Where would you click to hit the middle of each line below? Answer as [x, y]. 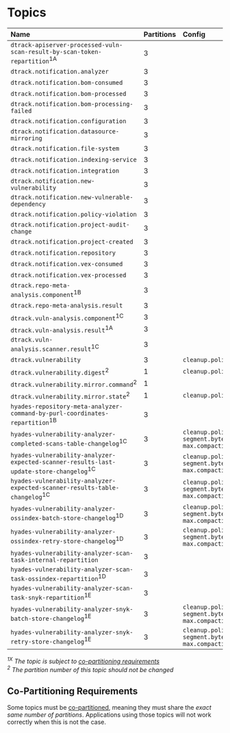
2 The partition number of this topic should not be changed [90, 669]
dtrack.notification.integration [65, 171]
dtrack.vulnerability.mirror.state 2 [70, 396]
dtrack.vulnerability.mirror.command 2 [74, 383]
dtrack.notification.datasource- [65, 132]
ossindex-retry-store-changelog [63, 541]
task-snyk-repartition [47, 598]
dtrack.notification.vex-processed [68, 275]
